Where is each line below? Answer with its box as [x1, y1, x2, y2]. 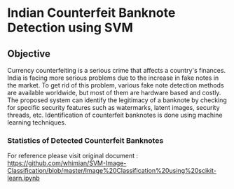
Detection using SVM [7, 20, 133, 36]
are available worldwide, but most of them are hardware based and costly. [7, 89, 221, 97]
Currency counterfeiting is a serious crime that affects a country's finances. [7, 66, 226, 74]
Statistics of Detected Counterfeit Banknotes [7, 135, 164, 145]
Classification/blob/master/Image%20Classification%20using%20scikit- [7, 167, 217, 175]
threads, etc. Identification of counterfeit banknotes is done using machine [7, 111, 223, 119]
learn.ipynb [7, 174, 40, 183]
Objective [7, 48, 51, 59]
